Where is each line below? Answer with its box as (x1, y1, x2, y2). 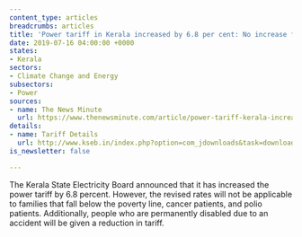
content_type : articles (9, 13, 99, 22)
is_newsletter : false (9, 146, 91, 155)
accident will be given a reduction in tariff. (9, 217, 164, 228)
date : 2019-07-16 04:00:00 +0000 (9, 38, 135, 48)
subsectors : (9, 80, 54, 89)
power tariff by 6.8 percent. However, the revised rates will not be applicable (9, 189, 293, 199)
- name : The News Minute (9, 105, 102, 114)
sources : (9, 96, 42, 106)
